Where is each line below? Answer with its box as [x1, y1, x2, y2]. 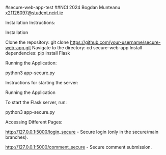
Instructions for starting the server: [5, 80, 79, 85]
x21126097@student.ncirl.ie [5, 10, 64, 16]
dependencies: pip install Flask [5, 50, 70, 56]
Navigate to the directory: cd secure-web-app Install [32, 45, 143, 50]
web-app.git [5, 45, 31, 50]
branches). [5, 134, 28, 140]
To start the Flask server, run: [5, 99, 67, 105]
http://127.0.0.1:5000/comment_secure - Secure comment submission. [5, 144, 152, 150]
